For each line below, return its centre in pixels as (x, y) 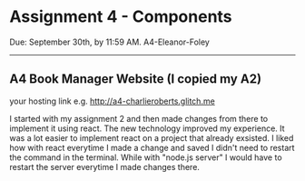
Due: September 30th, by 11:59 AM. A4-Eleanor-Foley (110, 42)
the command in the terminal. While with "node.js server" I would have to (146, 157)
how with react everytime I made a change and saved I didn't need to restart (152, 147)
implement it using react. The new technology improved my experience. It (147, 128)
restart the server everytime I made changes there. (104, 166)
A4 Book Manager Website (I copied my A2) (135, 79)
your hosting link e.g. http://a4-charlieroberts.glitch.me (112, 101)
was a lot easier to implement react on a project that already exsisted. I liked (152, 137)
